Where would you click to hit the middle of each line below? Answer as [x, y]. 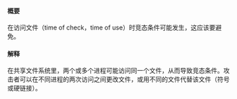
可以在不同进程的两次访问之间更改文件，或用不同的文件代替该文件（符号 [124, 79]
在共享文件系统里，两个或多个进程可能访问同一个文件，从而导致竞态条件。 [115, 71]
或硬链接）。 [24, 88]
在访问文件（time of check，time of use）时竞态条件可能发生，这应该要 [111, 27]
